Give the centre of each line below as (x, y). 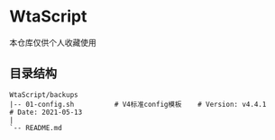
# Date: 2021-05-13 (46, 112)
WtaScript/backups (44, 95)
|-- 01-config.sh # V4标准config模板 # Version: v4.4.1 (138, 104)
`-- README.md (36, 127)
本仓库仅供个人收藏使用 (53, 42)
